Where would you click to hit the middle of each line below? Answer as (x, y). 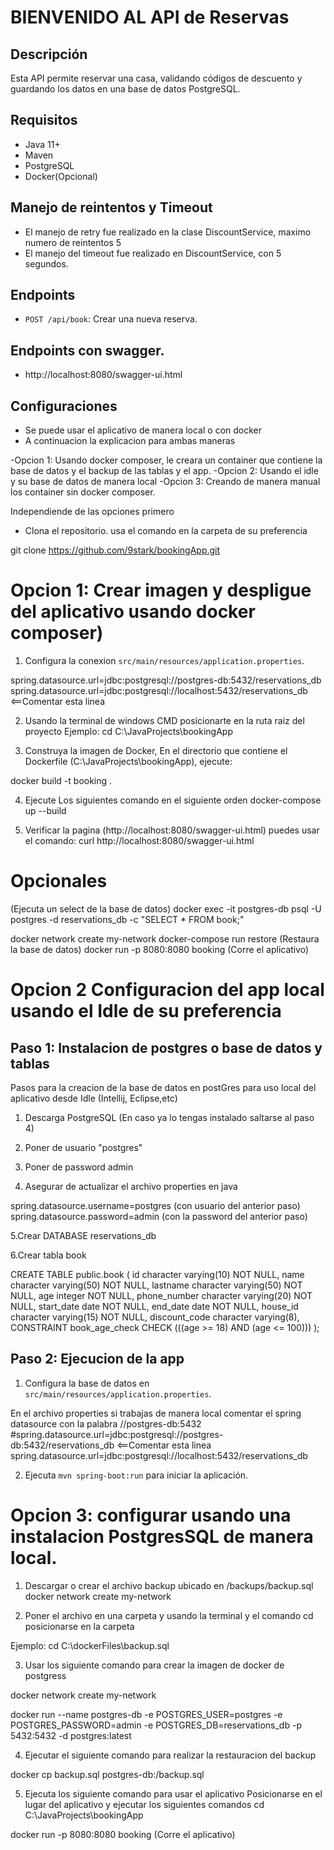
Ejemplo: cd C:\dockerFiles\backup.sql (90, 1645)
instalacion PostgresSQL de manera (162, 1536)
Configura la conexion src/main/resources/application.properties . (164, 660)
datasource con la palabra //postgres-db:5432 (106, 1423)
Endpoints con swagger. (87, 350)
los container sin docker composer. (83, 492)
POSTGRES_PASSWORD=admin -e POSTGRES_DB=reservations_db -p (156, 1725)
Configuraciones (64, 406)
